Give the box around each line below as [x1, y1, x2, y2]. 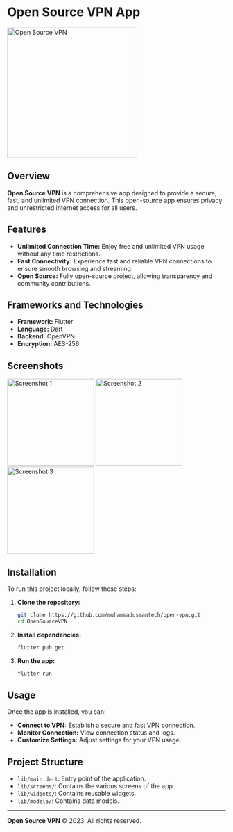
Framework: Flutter [17, 318, 74, 326]
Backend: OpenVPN [17, 332, 75, 341]
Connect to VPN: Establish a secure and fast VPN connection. [17, 721, 196, 730]
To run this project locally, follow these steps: [7, 585, 137, 593]
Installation [7, 566, 57, 578]
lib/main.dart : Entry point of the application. [17, 774, 146, 783]
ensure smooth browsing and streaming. [17, 264, 133, 272]
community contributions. [17, 279, 92, 287]
